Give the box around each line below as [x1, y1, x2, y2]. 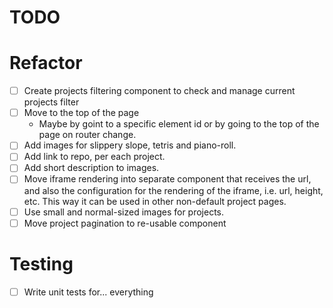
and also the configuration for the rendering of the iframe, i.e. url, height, [23, 184, 324, 196]
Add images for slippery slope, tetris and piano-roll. [23, 139, 237, 151]
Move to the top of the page [23, 107, 140, 119]
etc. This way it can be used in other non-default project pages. [23, 195, 287, 207]
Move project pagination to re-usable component [23, 217, 227, 229]
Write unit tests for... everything [23, 286, 154, 298]
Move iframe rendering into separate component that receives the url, [23, 173, 312, 185]
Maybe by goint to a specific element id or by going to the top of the [38, 118, 320, 130]
